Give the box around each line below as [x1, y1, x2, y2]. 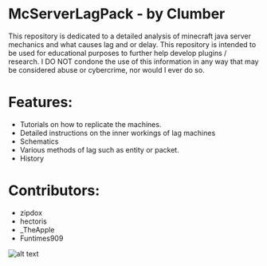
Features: [8, 93, 73, 112]
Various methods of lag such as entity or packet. [19, 145, 179, 154]
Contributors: [8, 181, 100, 200]
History [19, 153, 45, 163]
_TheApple [19, 224, 55, 234]
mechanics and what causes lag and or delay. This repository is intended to [8, 39, 257, 49]
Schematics [19, 137, 59, 146]
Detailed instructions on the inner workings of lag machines [19, 128, 216, 137]
